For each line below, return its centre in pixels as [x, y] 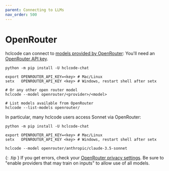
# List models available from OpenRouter [49, 103]
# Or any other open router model [42, 90]
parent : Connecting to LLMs [35, 10]
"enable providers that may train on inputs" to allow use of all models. [77, 163]
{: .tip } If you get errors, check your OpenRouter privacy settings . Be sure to [84, 158]
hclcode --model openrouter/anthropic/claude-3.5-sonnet [66, 149]
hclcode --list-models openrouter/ [43, 108]
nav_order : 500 [21, 15]
